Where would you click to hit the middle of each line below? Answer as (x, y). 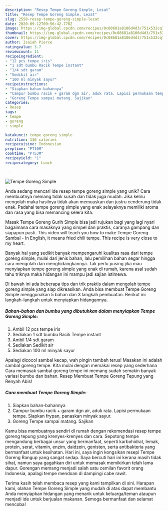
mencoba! (15, 504)
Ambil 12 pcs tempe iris (36, 329)
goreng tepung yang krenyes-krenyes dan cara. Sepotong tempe (72, 436)
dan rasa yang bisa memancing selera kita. (49, 212)
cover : (12, 38)
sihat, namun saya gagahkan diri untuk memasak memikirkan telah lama (79, 463)
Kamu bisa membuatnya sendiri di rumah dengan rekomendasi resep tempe (83, 431)
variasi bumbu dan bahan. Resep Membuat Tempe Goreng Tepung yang (79, 376)
